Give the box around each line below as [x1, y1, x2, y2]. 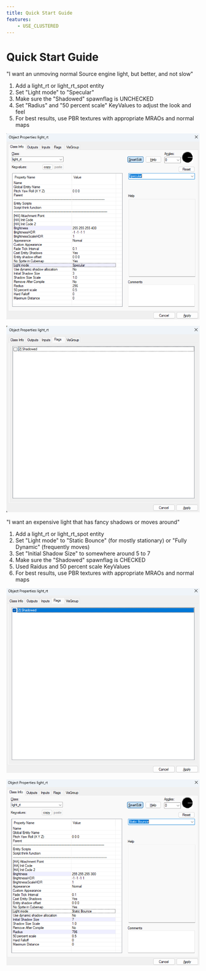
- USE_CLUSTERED [17, 23, 59, 29]
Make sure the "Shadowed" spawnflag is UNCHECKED [15, 95, 154, 102]
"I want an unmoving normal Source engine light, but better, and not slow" [6, 71, 194, 78]
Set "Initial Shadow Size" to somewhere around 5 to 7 [15, 550, 151, 557]
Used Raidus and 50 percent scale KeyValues [15, 562, 131, 570]
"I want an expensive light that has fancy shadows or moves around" [6, 518, 180, 526]
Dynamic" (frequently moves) [15, 543, 90, 550]
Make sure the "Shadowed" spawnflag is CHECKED [15, 556, 146, 564]
